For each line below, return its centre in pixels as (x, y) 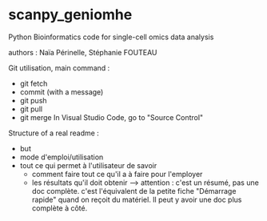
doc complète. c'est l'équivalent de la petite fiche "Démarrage (134, 191)
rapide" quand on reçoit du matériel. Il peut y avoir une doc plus (137, 199)
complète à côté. (60, 208)
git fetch (34, 83)
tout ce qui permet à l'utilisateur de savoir (88, 165)
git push (33, 100)
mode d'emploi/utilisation (62, 157)
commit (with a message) (62, 92)
